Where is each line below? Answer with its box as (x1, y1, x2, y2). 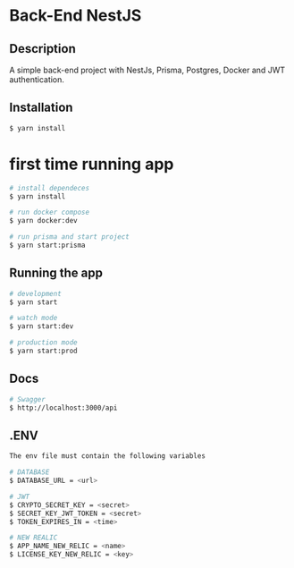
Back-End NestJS (9, 5, 142, 26)
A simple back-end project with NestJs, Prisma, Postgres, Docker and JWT (9, 64, 286, 75)
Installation (9, 100, 73, 115)
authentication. (9, 74, 65, 85)
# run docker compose (9, 208, 90, 217)
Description (9, 41, 76, 56)
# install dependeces (9, 183, 90, 192)
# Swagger (9, 394, 46, 403)
